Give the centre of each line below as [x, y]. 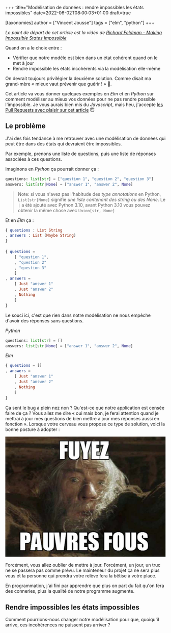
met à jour [23, 63]
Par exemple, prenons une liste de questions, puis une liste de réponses [81, 154]
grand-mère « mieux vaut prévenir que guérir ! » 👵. [59, 84]
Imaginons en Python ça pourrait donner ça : [52, 169]
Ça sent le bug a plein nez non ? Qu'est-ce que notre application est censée [85, 408]
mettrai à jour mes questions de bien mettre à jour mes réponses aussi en [82, 418]
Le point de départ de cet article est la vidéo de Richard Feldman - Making [84, 32]
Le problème [25, 126]
